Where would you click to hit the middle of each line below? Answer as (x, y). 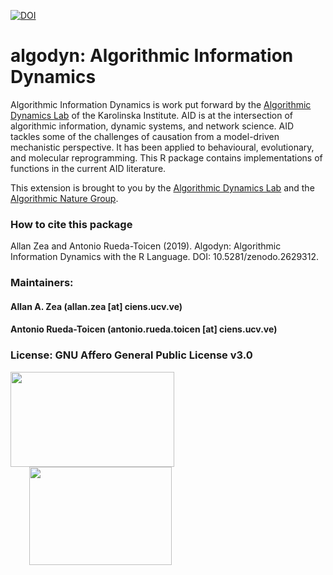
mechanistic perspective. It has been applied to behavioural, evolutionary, (162, 147)
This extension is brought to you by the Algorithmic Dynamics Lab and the (162, 187)
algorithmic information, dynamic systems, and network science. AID (152, 126)
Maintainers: (42, 283)
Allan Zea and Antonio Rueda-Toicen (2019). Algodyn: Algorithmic (146, 246)
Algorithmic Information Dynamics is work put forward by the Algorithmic (161, 104)
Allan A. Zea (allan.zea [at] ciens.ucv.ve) (96, 306)
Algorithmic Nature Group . (64, 198)
